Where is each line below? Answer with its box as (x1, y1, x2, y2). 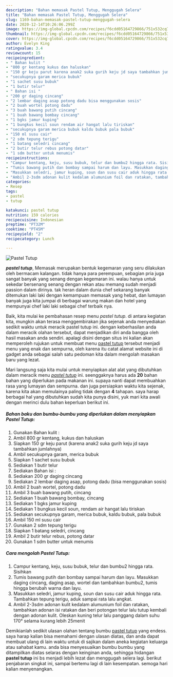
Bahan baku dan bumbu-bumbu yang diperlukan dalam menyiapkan (6, 411, 156, 417)
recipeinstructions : (6, 156, 50, 161)
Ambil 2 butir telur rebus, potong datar (13, 533, 94, 539)
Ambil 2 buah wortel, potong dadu (13, 483, 86, 490)
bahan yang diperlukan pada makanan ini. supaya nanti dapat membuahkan (6, 377, 166, 383)
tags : (6, 189, 17, 194)
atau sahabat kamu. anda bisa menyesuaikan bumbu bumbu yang (6, 644, 145, 650)
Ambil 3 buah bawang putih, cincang (13, 489, 91, 495)
